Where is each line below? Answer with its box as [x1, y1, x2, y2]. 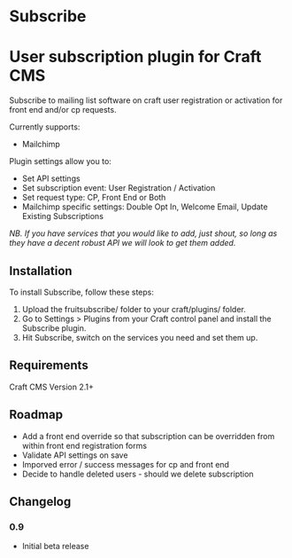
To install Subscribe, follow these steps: [9, 287, 155, 297]
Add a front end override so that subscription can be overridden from [21, 430, 275, 441]
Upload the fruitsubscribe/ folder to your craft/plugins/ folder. [21, 303, 246, 314]
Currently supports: [9, 122, 81, 132]
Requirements [9, 358, 88, 373]
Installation [9, 263, 73, 279]
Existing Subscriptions [21, 211, 104, 222]
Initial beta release [21, 541, 89, 552]
